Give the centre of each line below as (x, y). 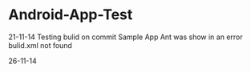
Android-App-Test (71, 15)
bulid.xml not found (40, 45)
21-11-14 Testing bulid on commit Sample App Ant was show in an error (125, 37)
